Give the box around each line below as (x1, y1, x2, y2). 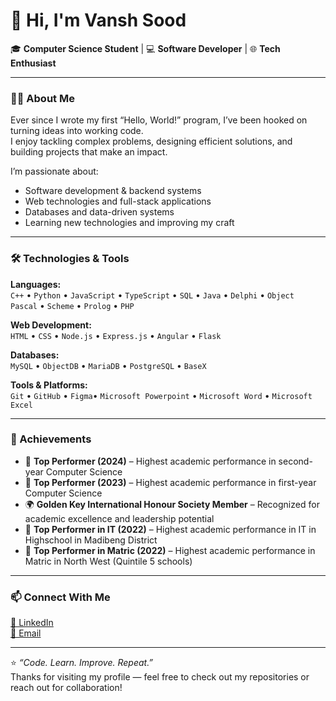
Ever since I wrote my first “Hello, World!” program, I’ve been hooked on (10, 114, 308, 126)
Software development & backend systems (24, 185, 202, 197)
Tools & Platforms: (10, 379, 88, 391)
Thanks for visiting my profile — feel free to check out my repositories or (10, 671, 310, 683)
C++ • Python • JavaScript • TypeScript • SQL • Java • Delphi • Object (10, 289, 295, 301)
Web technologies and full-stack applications (24, 195, 212, 208)
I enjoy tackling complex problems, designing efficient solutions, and (10, 135, 293, 148)
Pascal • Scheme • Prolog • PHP (10, 299, 135, 311)
